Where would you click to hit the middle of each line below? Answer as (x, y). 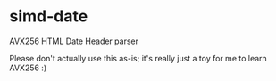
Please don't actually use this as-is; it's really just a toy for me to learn (138, 58)
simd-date (49, 16)
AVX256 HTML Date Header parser (74, 41)
